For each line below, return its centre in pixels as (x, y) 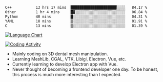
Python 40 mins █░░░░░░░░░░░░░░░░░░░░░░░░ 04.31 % (76, 17)
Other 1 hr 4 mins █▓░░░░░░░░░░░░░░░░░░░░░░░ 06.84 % (76, 12)
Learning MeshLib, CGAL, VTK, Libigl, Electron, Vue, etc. (69, 59)
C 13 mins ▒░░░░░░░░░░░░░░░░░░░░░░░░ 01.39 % (76, 26)
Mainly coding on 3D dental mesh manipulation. (60, 54)
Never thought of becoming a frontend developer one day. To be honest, (85, 69)
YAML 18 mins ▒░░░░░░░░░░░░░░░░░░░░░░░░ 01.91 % (76, 21)
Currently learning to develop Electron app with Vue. (65, 64)
